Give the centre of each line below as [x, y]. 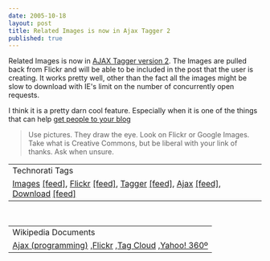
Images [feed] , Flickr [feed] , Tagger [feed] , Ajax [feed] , [117, 184]
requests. [24, 95]
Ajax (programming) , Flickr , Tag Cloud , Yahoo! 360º [110, 246]
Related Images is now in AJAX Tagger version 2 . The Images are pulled [128, 61]
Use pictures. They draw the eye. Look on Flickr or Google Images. [139, 135]
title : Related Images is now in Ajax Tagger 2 [90, 31]
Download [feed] [44, 194]
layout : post [30, 23]
